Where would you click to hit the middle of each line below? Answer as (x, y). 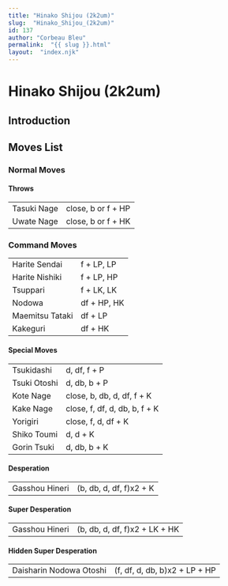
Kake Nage (32, 408)
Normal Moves (37, 169)
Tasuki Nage (36, 209)
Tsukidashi (32, 370)
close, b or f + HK (98, 221)
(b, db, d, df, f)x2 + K (116, 488)
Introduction (39, 121)
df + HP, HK (103, 303)
